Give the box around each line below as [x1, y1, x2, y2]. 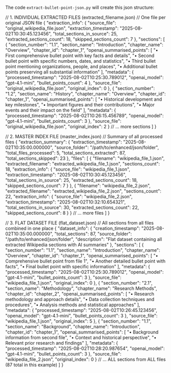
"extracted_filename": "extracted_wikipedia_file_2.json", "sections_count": [5, 188, 161, 194]
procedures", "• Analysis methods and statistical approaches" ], [5, 302, 141, 308]
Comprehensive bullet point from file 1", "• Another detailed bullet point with [5, 258, 165, 264]
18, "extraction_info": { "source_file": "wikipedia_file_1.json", [5, 166, 131, 172]
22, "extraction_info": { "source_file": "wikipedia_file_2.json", [5, 194, 133, 199]
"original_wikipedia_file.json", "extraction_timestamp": [5, 25, 119, 31]
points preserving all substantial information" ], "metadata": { [5, 69, 134, 75]
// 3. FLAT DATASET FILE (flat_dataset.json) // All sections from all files [5, 220, 154, 226]
